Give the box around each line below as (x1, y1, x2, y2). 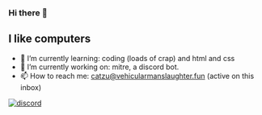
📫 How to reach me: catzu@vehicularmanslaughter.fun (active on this (19, 71, 255, 80)
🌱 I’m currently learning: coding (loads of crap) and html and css (19, 53, 235, 63)
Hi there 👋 (8, 7, 49, 18)
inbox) (19, 82, 42, 92)
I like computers (8, 32, 91, 46)
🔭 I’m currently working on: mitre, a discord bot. (19, 62, 180, 72)
